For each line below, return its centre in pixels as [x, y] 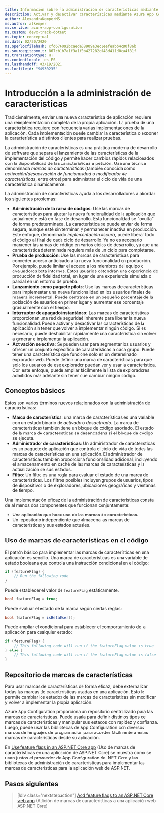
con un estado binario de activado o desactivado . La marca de [75, 422]
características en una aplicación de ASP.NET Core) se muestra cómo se [78, 753]
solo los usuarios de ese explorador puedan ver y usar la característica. [84, 365]
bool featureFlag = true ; [31, 599]
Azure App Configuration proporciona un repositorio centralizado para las [79, 712]
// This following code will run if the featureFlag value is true [84, 646]
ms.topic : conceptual [27, 37]
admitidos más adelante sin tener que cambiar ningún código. [74, 375]
